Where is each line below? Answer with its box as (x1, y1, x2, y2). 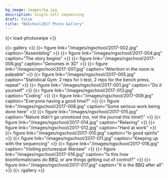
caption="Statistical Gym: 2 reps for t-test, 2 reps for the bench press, (5, 77, 150, 83)
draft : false (5, 17, 33, 22)
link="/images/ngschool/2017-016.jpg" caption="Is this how (5, 151, 129, 157)
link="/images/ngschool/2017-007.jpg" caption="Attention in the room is (5, 66, 154, 72)
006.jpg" (5, 61, 24, 67)
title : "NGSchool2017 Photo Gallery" (5, 21, 84, 27)
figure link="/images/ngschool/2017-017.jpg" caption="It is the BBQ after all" (5, 162, 163, 168)
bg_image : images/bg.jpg (5, 7, 57, 13)
